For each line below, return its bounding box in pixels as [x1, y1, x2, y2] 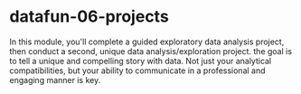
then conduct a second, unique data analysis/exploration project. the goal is [9, 45, 292, 56]
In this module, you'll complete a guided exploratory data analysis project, [9, 36, 285, 47]
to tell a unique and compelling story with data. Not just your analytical [9, 55, 272, 66]
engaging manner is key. [9, 74, 101, 85]
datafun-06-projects [9, 6, 169, 27]
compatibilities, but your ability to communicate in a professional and [9, 65, 266, 76]
